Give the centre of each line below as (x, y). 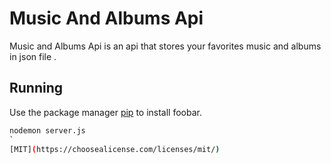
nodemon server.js (47, 130)
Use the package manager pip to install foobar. (105, 112)
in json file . (33, 56)
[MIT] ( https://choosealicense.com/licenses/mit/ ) (115, 149)
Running (36, 88)
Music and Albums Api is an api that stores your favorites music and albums (165, 46)
